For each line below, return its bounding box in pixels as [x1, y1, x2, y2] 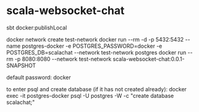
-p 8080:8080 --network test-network [14, 55, 112, 62]
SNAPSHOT [6, 62, 36, 69]
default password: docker [6, 73, 72, 81]
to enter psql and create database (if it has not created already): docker [6, 85, 187, 92]
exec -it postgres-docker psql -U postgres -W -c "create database [6, 92, 175, 99]
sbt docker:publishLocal [6, 24, 67, 31]
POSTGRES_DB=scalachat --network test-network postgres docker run [6, 48, 187, 56]
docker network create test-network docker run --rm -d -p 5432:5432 [6, 35, 184, 43]
